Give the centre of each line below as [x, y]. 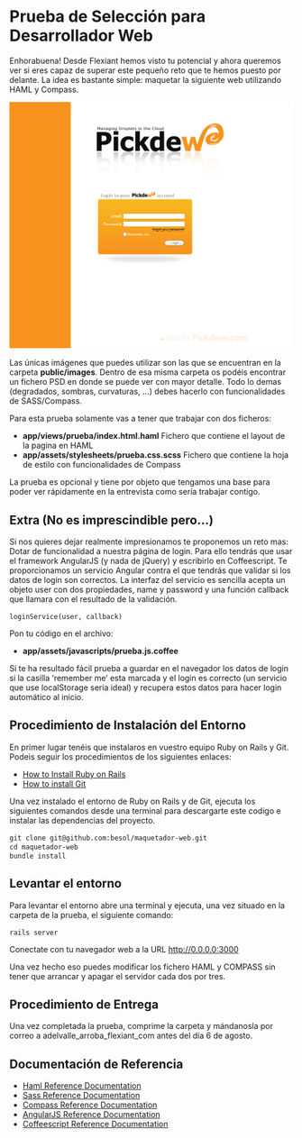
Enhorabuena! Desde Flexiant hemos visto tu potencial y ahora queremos [145, 60]
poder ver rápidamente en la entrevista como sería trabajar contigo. [135, 492]
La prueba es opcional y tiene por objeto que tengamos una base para [140, 482]
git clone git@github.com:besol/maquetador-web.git [108, 838]
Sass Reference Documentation [81, 1096]
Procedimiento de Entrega [84, 1005]
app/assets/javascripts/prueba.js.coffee [100, 651]
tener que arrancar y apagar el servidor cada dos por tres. [118, 976]
